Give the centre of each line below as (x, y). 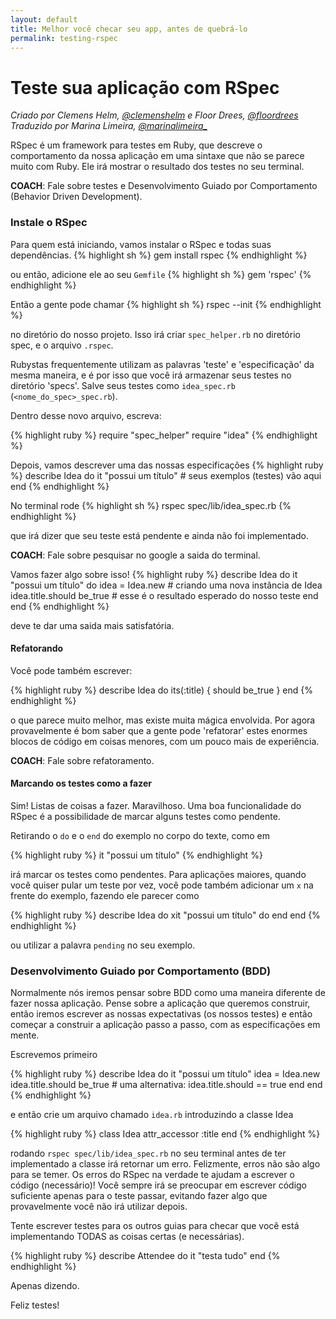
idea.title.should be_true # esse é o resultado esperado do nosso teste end (164, 595)
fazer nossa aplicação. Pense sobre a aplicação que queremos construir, (160, 1003)
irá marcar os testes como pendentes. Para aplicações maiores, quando (158, 875)
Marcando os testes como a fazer (81, 783)
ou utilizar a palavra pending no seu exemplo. (103, 945)
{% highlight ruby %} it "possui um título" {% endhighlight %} (136, 855)
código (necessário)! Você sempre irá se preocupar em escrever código (158, 1185)
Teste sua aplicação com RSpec (145, 87)
